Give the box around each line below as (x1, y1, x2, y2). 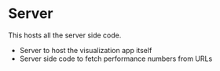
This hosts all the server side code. (8, 30, 122, 40)
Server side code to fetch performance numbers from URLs (19, 54, 213, 63)
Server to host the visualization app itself (19, 45, 152, 55)
